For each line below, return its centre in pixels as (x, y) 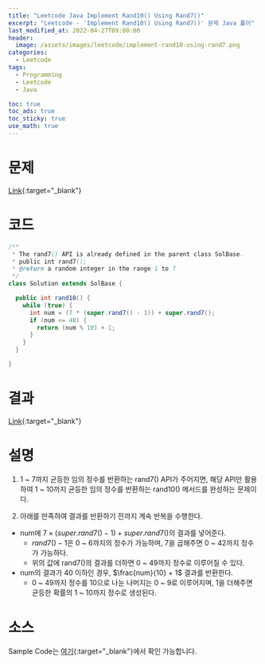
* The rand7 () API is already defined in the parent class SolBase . (128, 254)
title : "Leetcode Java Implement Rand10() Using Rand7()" (106, 16)
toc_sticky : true (37, 119)
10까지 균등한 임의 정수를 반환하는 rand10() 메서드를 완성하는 (141, 489)
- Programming (39, 75)
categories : (28, 52)
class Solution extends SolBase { (66, 284)
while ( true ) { (48, 305)
